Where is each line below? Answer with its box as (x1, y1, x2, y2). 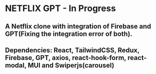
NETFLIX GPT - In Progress (5, 3, 116, 14)
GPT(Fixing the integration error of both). (5, 30, 133, 38)
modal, (5, 61, 27, 69)
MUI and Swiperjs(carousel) (27, 61, 115, 69)
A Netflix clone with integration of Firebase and (5, 22, 151, 30)
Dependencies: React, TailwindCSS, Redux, (5, 46, 140, 54)
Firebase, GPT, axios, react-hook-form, (5, 54, 126, 62)
